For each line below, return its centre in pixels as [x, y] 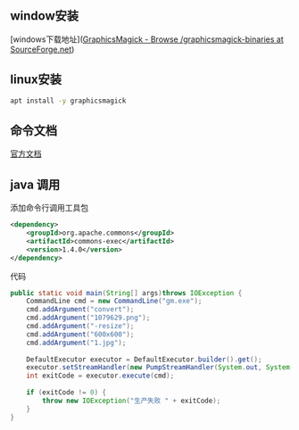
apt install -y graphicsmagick [68, 101]
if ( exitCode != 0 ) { [66, 393]
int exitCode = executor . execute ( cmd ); [100, 376]
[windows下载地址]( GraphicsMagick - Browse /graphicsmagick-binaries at [147, 39]
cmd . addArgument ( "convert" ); [80, 310]
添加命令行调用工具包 [49, 208]
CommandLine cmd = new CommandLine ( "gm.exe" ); [114, 302]
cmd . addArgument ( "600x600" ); [80, 334]
